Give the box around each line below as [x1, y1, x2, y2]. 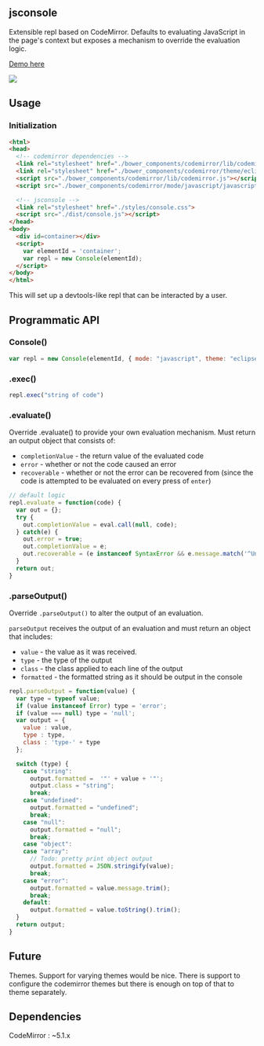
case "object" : [23, 840, 73, 848]
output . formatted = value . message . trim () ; [29, 884, 171, 892]
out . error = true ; [23, 535, 83, 543]
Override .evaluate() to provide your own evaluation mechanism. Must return [9, 428, 256, 437]
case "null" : [23, 818, 66, 826]
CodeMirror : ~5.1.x [9, 1031, 71, 1040]
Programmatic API [9, 314, 100, 327]
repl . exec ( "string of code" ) [9, 391, 104, 399]
